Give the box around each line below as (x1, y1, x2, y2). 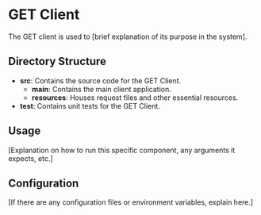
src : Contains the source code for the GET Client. (19, 75, 182, 85)
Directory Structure (8, 55, 107, 68)
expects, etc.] (8, 153, 53, 163)
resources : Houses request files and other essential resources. (31, 93, 239, 102)
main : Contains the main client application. (31, 84, 172, 94)
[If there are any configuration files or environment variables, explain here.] (8, 198, 254, 207)
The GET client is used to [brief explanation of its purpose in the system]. (8, 32, 248, 41)
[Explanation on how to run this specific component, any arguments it (8, 145, 236, 155)
